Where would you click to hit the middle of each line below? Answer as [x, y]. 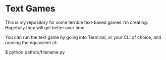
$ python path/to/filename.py [35, 52]
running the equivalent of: [31, 42]
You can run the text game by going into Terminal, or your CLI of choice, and [83, 37]
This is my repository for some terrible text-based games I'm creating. [77, 22]
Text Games [30, 9]
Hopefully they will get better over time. [45, 27]
